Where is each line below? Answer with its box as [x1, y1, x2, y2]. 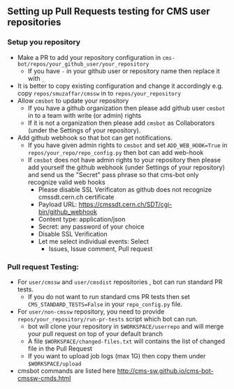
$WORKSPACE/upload [27, 360, 82, 367]
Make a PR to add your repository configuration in [17, 53, 161, 61]
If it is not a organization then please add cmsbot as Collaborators [27, 119, 215, 127]
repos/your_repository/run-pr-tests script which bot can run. [17, 314, 198, 323]
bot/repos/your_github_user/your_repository [17, 61, 149, 68]
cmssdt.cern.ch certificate [38, 192, 115, 201]
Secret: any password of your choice [38, 222, 145, 231]
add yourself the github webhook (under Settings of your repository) [27, 163, 226, 171]
